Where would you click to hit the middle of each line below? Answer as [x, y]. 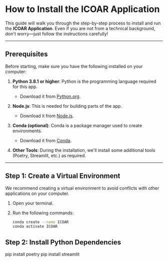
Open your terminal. [33, 203]
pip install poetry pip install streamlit [42, 254]
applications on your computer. [37, 193]
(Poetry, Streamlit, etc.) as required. [49, 155]
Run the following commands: [43, 213]
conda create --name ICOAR [40, 222]
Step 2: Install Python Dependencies [63, 242]
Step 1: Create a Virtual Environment [63, 176]
